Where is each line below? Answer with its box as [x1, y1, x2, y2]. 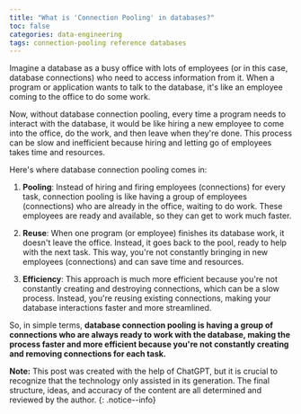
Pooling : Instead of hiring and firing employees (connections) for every [22, 181, 286, 193]
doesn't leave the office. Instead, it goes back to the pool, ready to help [22, 237, 288, 248]
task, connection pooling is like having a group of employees [22, 191, 247, 202]
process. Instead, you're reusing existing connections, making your [22, 293, 271, 304]
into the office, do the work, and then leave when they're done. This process [9, 128, 293, 139]
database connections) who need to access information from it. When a [9, 73, 275, 84]
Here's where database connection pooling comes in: [9, 164, 208, 175]
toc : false [9, 22, 50, 31]
